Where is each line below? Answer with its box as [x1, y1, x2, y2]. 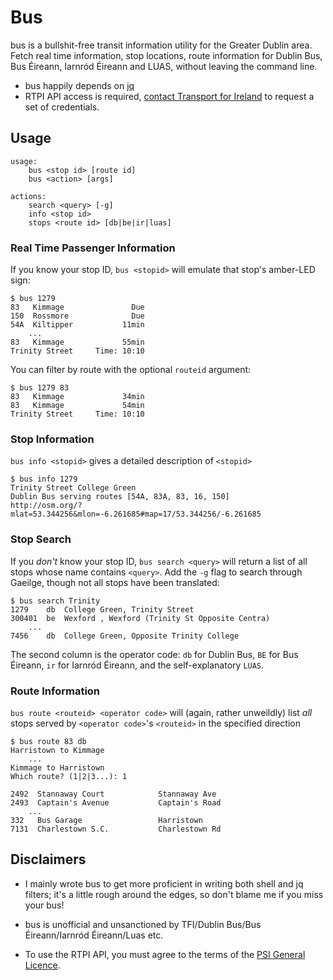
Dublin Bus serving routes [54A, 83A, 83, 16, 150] [10, 492, 230, 502]
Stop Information [10, 432, 95, 446]
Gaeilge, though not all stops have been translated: [10, 576, 220, 588]
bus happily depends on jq [24, 79, 135, 91]
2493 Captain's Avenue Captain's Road [10, 797, 222, 808]
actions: [10, 191, 47, 201]
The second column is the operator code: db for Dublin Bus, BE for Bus [10, 648, 299, 660]
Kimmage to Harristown [10, 762, 105, 773]
